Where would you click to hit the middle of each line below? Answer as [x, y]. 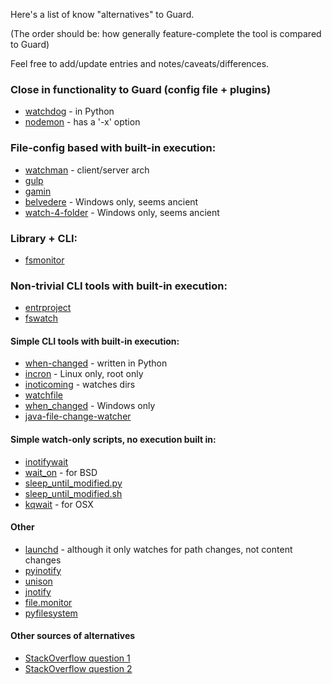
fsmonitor [44, 260]
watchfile [43, 395]
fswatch [41, 318]
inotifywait [46, 461]
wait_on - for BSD [61, 472]
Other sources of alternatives [73, 636]
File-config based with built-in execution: [113, 148]
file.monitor [48, 602]
